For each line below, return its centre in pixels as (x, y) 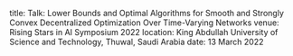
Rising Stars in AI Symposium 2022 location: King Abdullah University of (144, 32)
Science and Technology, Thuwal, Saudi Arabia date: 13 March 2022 (137, 42)
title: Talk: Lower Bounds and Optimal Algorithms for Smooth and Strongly (147, 13)
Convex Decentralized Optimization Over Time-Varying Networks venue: (144, 23)
